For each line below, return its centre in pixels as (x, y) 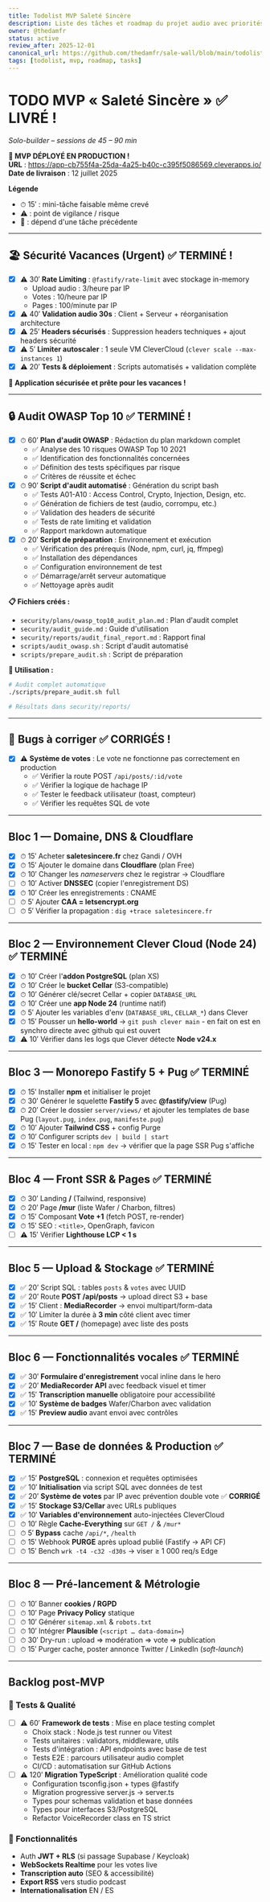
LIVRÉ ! (33, 118)
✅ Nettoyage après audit (73, 585)
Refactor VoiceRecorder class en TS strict (101, 1818)
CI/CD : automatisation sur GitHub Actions (101, 1766)
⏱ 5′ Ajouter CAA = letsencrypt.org (79, 901)
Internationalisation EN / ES (67, 1891)
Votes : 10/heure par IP (70, 296)
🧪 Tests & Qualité (42, 1705)
